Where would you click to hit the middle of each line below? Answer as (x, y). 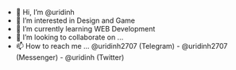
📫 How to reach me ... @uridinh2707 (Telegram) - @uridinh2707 (122, 46)
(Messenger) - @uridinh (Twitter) (70, 57)
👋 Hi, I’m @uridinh (45, 12)
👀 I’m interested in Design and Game (75, 20)
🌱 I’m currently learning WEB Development (85, 29)
